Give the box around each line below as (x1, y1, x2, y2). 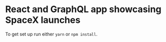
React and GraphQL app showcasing (5, 4, 162, 15)
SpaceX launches (5, 14, 81, 26)
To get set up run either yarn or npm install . (5, 31, 98, 37)
